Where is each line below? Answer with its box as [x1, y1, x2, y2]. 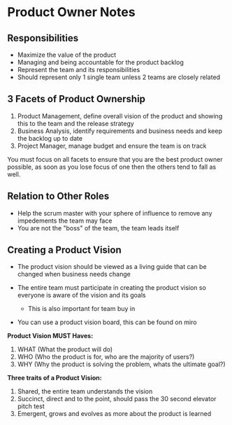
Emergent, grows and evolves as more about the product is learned [17, 410, 212, 418]
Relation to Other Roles [7, 190, 110, 202]
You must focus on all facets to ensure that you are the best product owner [7, 155, 223, 163]
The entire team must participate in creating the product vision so [17, 284, 206, 292]
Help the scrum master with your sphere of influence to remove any [17, 209, 212, 217]
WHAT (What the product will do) [17, 345, 113, 354]
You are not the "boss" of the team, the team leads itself [17, 223, 180, 232]
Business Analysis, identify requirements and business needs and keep [17, 127, 222, 135]
